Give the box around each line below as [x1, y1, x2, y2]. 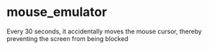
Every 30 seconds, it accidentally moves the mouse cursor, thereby [6, 27, 202, 35]
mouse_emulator [6, 4, 107, 20]
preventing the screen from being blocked [6, 34, 129, 42]
